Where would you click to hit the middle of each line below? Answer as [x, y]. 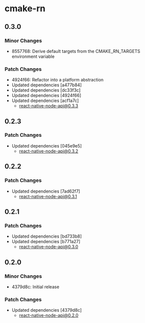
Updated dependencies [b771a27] [46, 242]
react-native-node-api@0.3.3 [48, 106]
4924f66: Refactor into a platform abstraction [58, 80]
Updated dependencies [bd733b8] [47, 236]
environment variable [33, 56]
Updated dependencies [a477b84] [47, 85]
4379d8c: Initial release [36, 287]
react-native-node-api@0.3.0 [48, 247]
